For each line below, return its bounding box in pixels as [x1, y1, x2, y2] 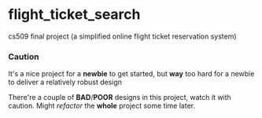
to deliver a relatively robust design [8, 77, 123, 87]
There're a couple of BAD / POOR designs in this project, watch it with [8, 93, 232, 102]
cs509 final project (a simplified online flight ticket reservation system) [8, 31, 238, 41]
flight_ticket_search [8, 6, 141, 24]
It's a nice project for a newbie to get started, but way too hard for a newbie [8, 69, 255, 79]
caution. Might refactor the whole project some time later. [8, 101, 195, 111]
